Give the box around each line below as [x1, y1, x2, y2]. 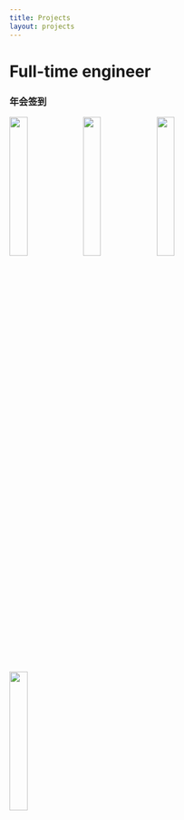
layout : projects [9, 22, 75, 31]
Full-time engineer [9, 61, 151, 82]
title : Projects [9, 13, 71, 23]
